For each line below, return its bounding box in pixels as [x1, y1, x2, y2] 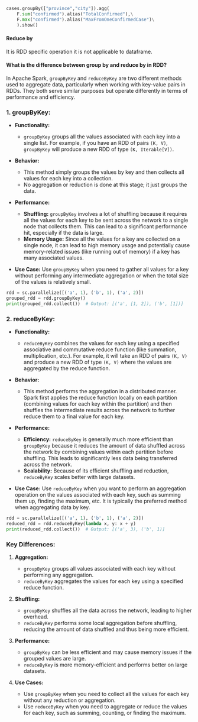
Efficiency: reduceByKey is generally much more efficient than [23, 436, 174, 443]
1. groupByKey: [6, 108, 51, 116]
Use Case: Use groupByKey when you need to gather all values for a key [14, 266, 189, 273]
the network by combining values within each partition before [23, 448, 173, 455]
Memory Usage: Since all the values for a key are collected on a [23, 235, 180, 242]
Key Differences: [6, 540, 56, 548]
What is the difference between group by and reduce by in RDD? [6, 61, 167, 69]
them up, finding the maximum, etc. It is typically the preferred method [14, 497, 187, 505]
